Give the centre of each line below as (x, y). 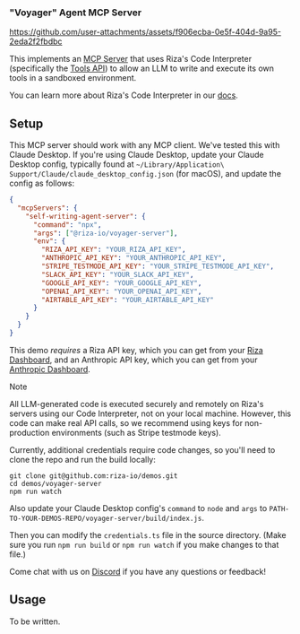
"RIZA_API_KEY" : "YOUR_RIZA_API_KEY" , (114, 250)
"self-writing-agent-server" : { (86, 216)
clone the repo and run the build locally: (83, 459)
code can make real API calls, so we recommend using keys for (126, 422)
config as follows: (42, 183)
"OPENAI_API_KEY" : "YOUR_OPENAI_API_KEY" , (122, 291)
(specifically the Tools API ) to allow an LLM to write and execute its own (142, 68)
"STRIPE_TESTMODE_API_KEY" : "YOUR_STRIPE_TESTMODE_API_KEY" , (158, 266)
